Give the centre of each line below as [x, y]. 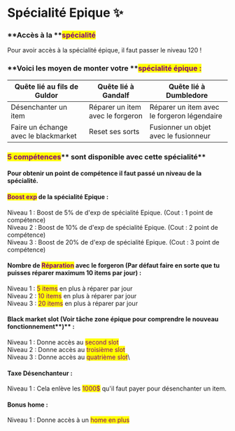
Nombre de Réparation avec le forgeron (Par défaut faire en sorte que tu [114, 265]
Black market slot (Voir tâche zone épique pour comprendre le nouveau [113, 319]
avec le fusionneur [180, 136]
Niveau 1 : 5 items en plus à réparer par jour [70, 288]
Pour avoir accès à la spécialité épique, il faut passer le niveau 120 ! [105, 50]
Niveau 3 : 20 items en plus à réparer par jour [73, 303]
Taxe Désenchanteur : [40, 373]
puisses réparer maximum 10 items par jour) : [74, 273]
